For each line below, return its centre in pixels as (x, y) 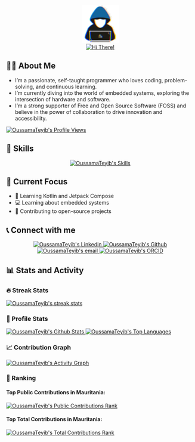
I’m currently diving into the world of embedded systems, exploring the (102, 93)
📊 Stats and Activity (45, 270)
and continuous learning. (66, 86)
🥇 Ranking (21, 378)
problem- (176, 80)
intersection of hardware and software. (63, 99)
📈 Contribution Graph (39, 348)
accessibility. (31, 118)
